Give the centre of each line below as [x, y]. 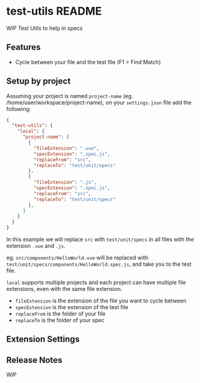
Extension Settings [43, 339]
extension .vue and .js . [36, 246]
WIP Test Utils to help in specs [45, 28]
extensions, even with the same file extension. [64, 289]
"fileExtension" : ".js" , [65, 182]
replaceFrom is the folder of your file [60, 314]
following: [19, 109]
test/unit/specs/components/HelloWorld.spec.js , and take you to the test [99, 264]
